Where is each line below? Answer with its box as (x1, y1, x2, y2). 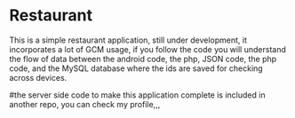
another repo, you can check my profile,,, (9, 98, 161, 109)
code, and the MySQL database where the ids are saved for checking (9, 63, 264, 74)
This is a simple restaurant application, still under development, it (9, 35, 247, 45)
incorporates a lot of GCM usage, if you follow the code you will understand (9, 43, 286, 54)
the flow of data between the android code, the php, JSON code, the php (9, 53, 277, 64)
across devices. (9, 72, 68, 83)
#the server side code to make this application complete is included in (9, 90, 266, 100)
